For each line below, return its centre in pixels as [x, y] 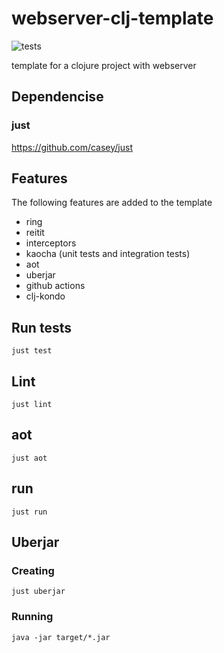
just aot [29, 458]
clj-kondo [45, 296]
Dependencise [57, 97]
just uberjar [38, 592]
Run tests [41, 327]
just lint [32, 405]
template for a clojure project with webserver [104, 65]
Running [32, 617]
